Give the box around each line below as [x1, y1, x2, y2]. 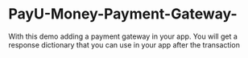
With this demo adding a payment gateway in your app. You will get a [8, 31, 238, 41]
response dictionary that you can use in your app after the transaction [8, 39, 240, 49]
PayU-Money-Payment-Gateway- [8, 5, 238, 23]
